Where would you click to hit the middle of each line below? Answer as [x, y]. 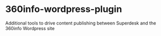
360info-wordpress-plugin [64, 9]
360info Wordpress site [30, 28]
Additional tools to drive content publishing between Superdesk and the [81, 23]
